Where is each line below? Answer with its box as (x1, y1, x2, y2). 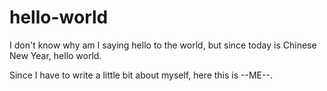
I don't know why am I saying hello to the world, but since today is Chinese (9, 39, 317, 51)
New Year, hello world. (9, 49, 102, 61)
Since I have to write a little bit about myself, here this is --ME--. (9, 69, 273, 81)
